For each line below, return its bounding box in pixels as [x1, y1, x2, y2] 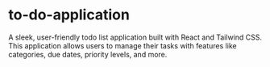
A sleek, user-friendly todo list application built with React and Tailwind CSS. [8, 32, 263, 42]
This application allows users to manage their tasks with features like [8, 40, 237, 50]
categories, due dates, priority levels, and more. [8, 49, 168, 59]
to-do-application [8, 6, 131, 24]
